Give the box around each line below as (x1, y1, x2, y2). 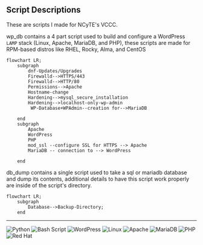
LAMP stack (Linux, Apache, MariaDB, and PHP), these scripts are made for (6, 39, 190, 46)
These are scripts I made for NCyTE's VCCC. (6, 21, 118, 28)
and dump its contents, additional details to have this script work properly (6, 175, 189, 183)
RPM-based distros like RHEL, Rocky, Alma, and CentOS (6, 45, 146, 53)
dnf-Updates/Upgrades (28, 68, 83, 74)
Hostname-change (28, 89, 69, 95)
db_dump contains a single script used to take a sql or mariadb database (6, 169, 187, 176)
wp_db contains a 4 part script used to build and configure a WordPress (6, 33, 185, 40)
